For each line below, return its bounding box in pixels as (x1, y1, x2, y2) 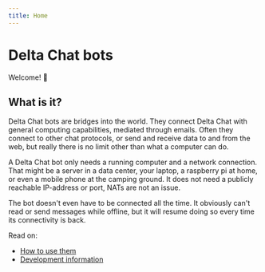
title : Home (8, 11, 48, 20)
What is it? (8, 95, 62, 108)
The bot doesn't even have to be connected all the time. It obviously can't (8, 199, 251, 208)
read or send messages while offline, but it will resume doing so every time (8, 207, 255, 216)
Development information (19, 254, 104, 264)
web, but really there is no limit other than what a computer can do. (8, 142, 229, 152)
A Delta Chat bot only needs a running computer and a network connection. (8, 157, 258, 168)
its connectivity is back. (8, 215, 86, 225)
